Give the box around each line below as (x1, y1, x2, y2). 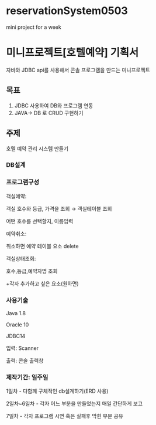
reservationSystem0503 (6, 4, 129, 18)
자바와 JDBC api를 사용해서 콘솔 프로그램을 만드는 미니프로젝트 (6, 66, 150, 73)
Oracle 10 (6, 321, 29, 328)
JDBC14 (6, 333, 26, 340)
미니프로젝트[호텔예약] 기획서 (6, 46, 139, 59)
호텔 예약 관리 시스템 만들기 (6, 145, 69, 152)
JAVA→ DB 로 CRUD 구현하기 (14, 109, 84, 116)
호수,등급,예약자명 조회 (6, 267, 58, 274)
